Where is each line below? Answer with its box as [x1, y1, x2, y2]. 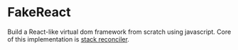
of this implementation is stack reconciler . [7, 35, 130, 43]
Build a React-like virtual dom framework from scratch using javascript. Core [7, 27, 232, 36]
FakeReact [7, 4, 71, 20]
